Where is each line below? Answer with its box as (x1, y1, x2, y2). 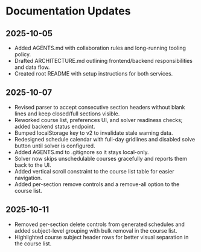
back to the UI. (14, 161, 51, 169)
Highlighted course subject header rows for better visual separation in (14, 233, 189, 241)
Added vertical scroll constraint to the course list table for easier (14, 167, 174, 175)
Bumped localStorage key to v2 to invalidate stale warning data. (14, 129, 173, 137)
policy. (14, 51, 31, 58)
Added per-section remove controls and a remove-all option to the (14, 180, 180, 188)
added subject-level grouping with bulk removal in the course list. (14, 227, 177, 234)
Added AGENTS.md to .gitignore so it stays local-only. (14, 148, 149, 155)
